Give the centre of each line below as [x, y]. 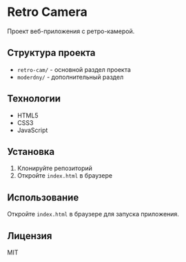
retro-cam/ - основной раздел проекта [74, 69]
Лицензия [30, 236]
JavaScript [32, 130]
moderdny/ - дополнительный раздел [70, 77]
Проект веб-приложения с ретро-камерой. [71, 31]
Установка [31, 152]
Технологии [34, 99]
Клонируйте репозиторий [55, 168]
